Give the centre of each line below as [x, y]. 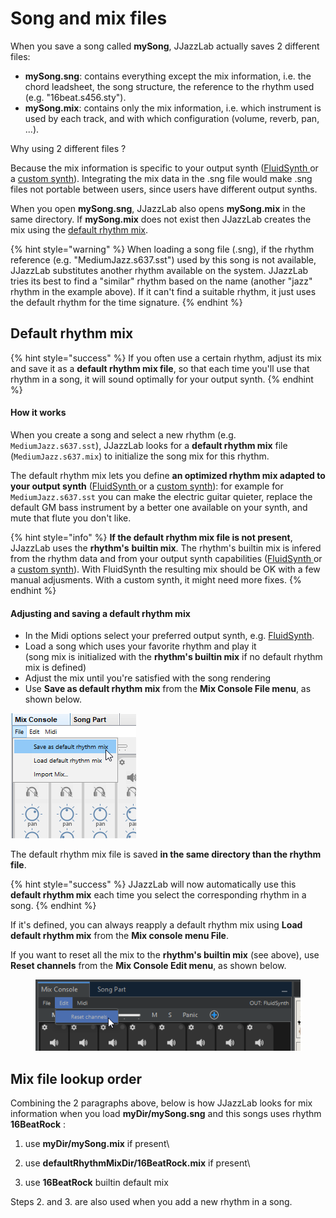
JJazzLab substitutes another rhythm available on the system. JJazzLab [159, 270]
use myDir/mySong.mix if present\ [97, 1144]
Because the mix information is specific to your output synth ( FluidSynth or [164, 168]
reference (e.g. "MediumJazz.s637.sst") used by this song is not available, [163, 259]
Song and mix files [89, 18]
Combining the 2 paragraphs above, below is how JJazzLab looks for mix [161, 1103]
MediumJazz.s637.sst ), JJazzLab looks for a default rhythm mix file [149, 445]
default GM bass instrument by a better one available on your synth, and [159, 507]
